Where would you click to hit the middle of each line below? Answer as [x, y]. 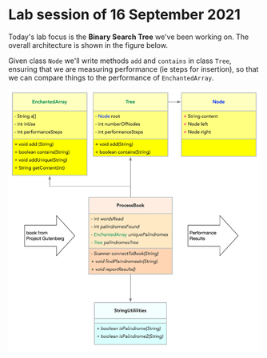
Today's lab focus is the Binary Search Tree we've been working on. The [129, 37]
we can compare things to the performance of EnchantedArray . [111, 77]
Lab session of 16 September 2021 [125, 15]
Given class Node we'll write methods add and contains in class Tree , [120, 61]
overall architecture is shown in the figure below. [88, 45]
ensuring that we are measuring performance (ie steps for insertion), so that [133, 69]
